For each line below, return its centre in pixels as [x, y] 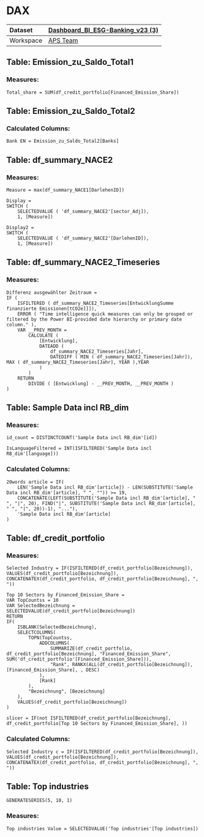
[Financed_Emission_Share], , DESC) [53, 670]
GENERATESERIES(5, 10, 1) [39, 801]
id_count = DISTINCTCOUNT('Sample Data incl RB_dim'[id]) [82, 438]
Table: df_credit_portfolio [56, 539]
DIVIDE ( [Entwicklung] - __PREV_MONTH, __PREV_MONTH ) [101, 383]
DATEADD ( [51, 346]
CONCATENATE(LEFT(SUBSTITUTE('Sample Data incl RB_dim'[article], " [107, 498]
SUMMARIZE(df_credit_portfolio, [91, 649]
